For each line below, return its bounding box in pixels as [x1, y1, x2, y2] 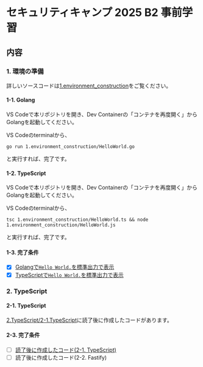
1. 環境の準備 [6, 67, 44, 75]
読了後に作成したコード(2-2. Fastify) [15, 354, 107, 361]
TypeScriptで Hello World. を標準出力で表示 [15, 271, 124, 278]
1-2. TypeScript [6, 169, 46, 177]
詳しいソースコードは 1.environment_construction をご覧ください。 [6, 82, 172, 89]
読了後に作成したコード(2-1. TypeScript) [15, 346, 117, 354]
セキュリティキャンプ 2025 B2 [6, 6, 158, 20]
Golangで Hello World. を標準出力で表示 [15, 264, 115, 271]
